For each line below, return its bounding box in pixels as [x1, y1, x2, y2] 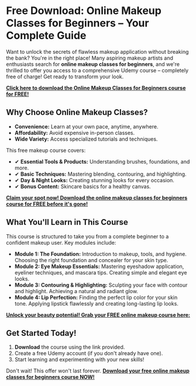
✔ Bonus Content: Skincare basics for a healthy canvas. [14, 183, 151, 190]
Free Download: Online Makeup [6, 4, 162, 18]
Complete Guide [6, 29, 87, 42]
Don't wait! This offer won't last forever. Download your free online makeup [6, 367, 190, 374]
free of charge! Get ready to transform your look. [6, 73, 124, 80]
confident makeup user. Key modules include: [6, 239, 116, 246]
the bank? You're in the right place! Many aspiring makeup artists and [6, 54, 174, 61]
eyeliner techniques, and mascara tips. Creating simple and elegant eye [14, 269, 187, 276]
